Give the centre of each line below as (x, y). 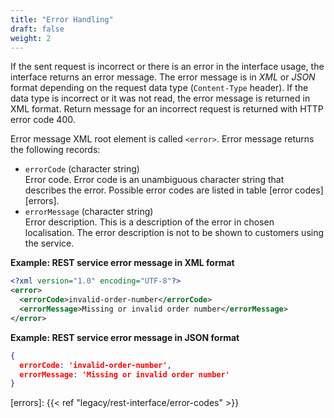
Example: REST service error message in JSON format (125, 337)
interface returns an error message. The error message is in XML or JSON (163, 77)
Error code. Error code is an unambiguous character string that (154, 180)
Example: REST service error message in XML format (122, 263)
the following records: (55, 150)
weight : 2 (31, 38)
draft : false (37, 29)
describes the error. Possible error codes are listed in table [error (158, 190)
